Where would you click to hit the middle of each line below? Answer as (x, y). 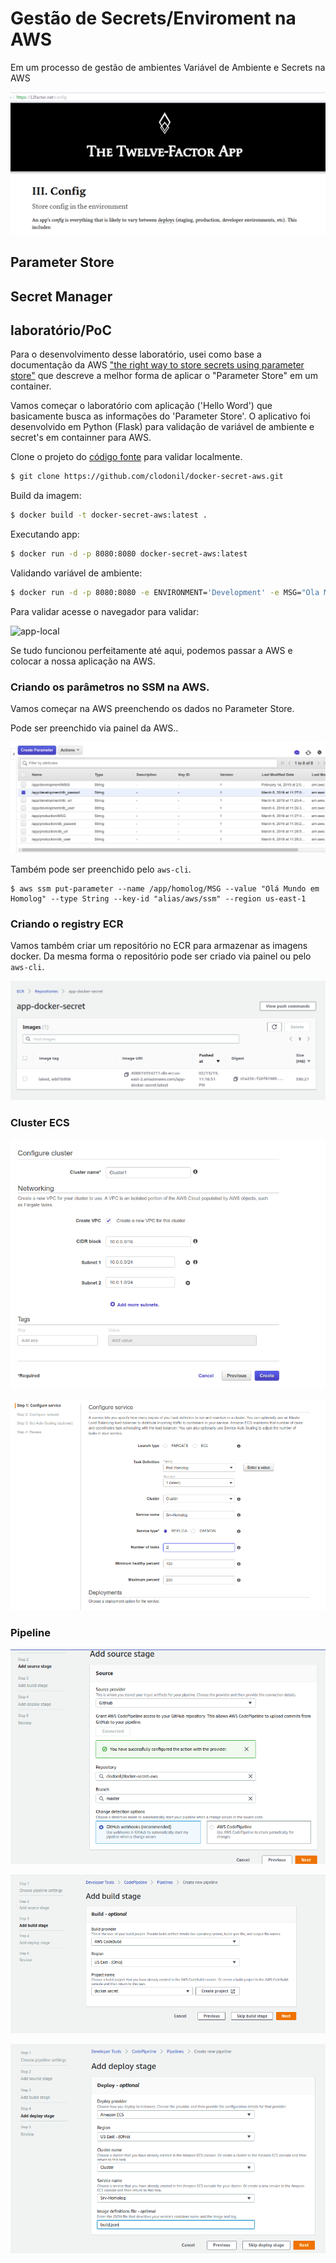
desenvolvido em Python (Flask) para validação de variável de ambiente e (162, 427)
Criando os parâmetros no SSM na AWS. (110, 687)
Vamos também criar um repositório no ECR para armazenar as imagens (159, 946)
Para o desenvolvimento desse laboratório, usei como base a (136, 354)
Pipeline (30, 1633)
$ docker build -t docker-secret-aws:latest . (109, 515)
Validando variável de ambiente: (76, 573)
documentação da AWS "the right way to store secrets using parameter (157, 365)
